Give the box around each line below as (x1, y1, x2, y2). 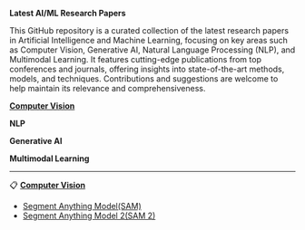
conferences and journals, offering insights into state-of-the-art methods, (9, 63, 285, 74)
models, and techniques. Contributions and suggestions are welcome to (9, 73, 279, 84)
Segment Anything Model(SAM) (22, 201, 143, 211)
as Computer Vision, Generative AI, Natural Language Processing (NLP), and (9, 44, 296, 55)
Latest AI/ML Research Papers (9, 8, 126, 18)
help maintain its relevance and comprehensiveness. (9, 83, 206, 93)
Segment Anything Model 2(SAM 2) (22, 210, 156, 221)
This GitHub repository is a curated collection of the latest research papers (9, 25, 289, 35)
